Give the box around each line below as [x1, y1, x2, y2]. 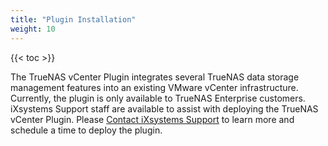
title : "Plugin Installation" [10, 14, 137, 25]
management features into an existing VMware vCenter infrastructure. [10, 81, 299, 93]
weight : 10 [10, 24, 56, 34]
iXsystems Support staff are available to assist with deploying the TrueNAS [10, 102, 319, 115]
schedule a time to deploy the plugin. [10, 124, 163, 136]
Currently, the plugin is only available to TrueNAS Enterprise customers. [10, 92, 306, 104]
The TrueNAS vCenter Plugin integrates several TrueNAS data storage [10, 71, 300, 83]
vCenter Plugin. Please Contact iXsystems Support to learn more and [10, 113, 295, 125]
